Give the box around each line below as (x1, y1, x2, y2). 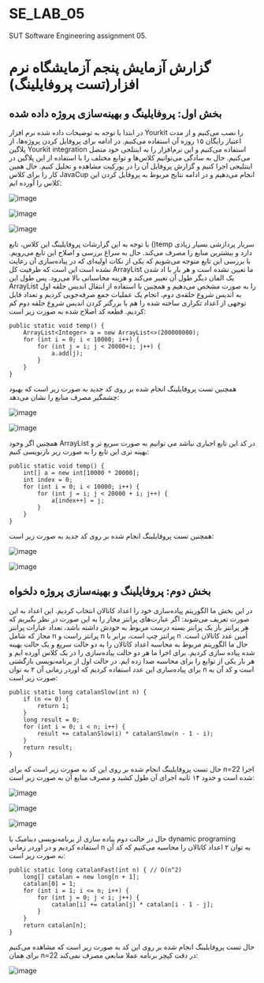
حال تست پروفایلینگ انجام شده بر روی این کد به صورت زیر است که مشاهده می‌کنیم (9, 942, 255, 951)
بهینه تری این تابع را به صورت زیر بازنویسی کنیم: (9, 446, 150, 456)
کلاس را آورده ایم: (9, 178, 62, 187)
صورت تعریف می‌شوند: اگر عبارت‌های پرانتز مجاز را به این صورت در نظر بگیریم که (9, 614, 250, 623)
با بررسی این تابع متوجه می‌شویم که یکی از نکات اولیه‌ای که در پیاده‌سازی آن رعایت (9, 256, 251, 266)
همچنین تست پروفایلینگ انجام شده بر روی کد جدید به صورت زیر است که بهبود (9, 384, 237, 394)
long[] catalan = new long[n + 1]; (23, 872, 140, 881)
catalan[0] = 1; (23, 879, 77, 887)
